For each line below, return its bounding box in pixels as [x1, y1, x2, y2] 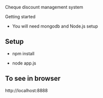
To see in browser [5, 74, 61, 83]
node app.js [12, 60, 36, 66]
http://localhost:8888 [5, 87, 48, 93]
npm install [12, 50, 35, 56]
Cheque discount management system [5, 4, 83, 10]
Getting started [5, 14, 36, 19]
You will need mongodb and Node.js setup [12, 23, 98, 29]
